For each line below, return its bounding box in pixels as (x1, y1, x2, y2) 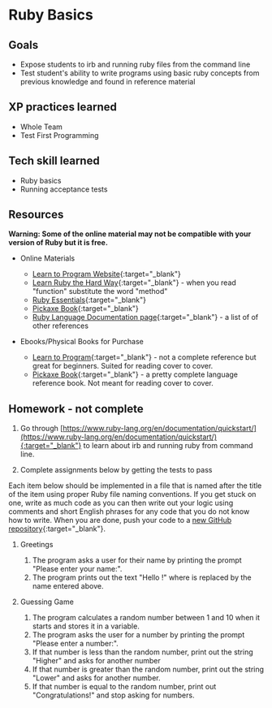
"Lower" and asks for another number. (32, 673, 161, 683)
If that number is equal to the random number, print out (32, 682, 217, 692)
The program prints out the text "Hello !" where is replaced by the (32, 572, 252, 582)
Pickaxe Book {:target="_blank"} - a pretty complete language (32, 369, 238, 379)
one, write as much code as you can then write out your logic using (8, 498, 234, 508)
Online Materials (19, 253, 76, 263)
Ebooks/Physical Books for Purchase (19, 337, 144, 347)
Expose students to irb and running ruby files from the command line (19, 59, 251, 69)
